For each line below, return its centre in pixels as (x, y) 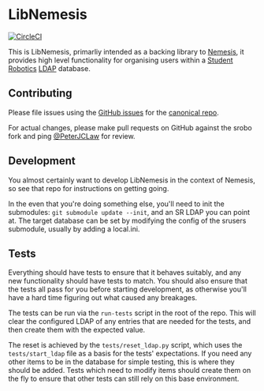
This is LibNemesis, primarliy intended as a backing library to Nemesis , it (126, 51)
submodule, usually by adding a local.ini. (74, 229)
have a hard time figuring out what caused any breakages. (103, 298)
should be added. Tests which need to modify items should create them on (130, 370)
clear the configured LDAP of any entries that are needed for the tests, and (130, 321)
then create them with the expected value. (77, 330)
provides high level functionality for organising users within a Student (121, 60)
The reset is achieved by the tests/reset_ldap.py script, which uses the (125, 345)
